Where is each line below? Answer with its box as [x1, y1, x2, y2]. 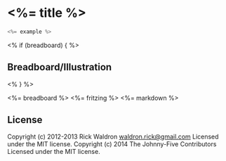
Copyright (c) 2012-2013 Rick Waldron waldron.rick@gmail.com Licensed [7, 132, 219, 141]
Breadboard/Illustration [7, 61, 112, 73]
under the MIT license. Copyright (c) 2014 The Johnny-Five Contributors [7, 140, 217, 148]
